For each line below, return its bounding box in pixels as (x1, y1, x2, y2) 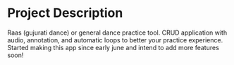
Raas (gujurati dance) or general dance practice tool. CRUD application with (7, 28, 228, 37)
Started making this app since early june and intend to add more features (7, 43, 220, 52)
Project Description (7, 5, 123, 21)
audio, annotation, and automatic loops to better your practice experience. (7, 35, 223, 44)
